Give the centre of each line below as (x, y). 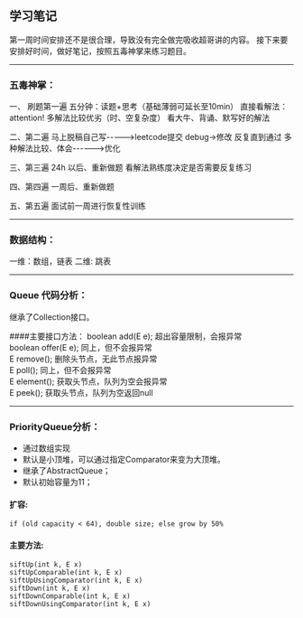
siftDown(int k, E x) (50, 589)
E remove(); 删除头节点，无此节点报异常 (83, 359)
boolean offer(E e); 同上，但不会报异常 (81, 347)
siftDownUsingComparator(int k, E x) (80, 604)
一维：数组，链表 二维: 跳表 (60, 261)
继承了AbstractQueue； (66, 471)
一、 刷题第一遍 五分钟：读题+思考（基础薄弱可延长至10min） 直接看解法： (149, 107)
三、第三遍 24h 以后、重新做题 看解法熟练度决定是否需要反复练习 (131, 168)
